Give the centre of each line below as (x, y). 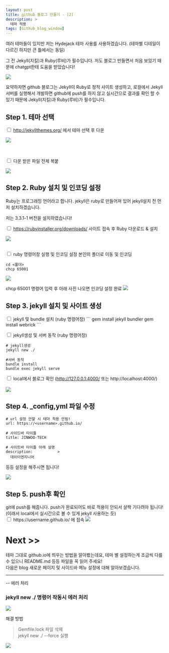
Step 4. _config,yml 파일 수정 (50, 406)
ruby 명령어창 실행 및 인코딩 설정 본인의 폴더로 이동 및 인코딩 (72, 254)
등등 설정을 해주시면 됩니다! (33, 467)
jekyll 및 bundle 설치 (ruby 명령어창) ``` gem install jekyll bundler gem (83, 319)
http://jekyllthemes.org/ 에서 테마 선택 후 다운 (58, 130)
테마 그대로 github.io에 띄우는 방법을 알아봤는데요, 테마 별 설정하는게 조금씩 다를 (84, 555)
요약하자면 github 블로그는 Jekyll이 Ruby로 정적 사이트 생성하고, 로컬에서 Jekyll (84, 87)
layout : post (19, 10)
